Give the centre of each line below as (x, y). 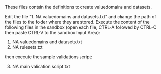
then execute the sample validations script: (49, 57)
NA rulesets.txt (27, 47)
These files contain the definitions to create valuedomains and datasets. (79, 7)
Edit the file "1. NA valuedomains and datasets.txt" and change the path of (80, 17)
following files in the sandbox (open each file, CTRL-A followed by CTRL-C (81, 27)
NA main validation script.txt (41, 66)
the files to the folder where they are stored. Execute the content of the (77, 22)
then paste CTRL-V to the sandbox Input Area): (53, 32)
